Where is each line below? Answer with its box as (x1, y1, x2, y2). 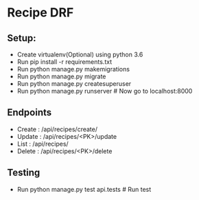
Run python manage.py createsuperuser (16, 80, 132, 87)
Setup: (7, 32, 36, 44)
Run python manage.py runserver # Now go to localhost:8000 (16, 87, 193, 95)
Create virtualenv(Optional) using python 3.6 (16, 50, 143, 58)
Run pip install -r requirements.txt (16, 58, 112, 66)
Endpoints (7, 107, 52, 118)
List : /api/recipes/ (16, 140, 69, 148)
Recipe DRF (7, 5, 74, 21)
